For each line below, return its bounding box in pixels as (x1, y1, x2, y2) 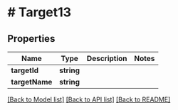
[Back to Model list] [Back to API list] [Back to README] (7, 95, 171, 104)
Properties (7, 33, 56, 45)
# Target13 (7, 4, 72, 21)
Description (86, 54, 127, 63)
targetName (11, 77, 53, 87)
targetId (11, 65, 39, 75)
